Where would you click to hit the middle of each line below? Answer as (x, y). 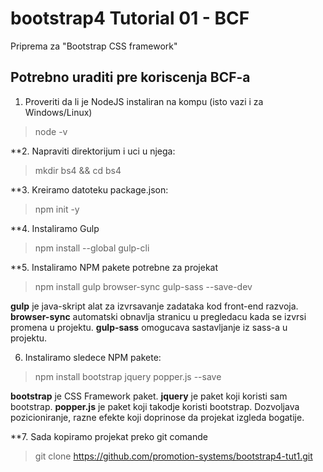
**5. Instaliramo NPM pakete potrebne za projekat (114, 267)
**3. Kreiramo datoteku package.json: (89, 189)
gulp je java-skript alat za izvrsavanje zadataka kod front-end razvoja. (154, 306)
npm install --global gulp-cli (92, 248)
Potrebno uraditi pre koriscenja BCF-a (130, 77)
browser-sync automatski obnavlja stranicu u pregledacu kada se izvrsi (158, 316)
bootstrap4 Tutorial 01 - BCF (130, 18)
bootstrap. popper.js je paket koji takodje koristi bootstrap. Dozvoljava (155, 406)
